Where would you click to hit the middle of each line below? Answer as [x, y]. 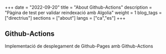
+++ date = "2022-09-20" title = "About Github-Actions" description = [78, 7]
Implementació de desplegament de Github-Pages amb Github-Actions [79, 46]
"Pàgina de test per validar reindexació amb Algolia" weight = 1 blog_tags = [83, 13]
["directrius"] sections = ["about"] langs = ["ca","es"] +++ [65, 18]
